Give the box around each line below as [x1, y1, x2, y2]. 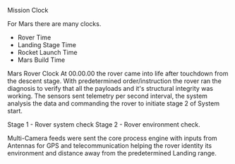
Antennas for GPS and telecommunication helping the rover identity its [7, 141, 212, 150]
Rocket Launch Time [17, 49, 78, 56]
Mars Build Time [17, 56, 66, 64]
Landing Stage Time [17, 41, 76, 49]
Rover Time [17, 33, 52, 42]
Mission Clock [7, 6, 49, 14]
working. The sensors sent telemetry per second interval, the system [7, 92, 208, 100]
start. [7, 107, 23, 115]
